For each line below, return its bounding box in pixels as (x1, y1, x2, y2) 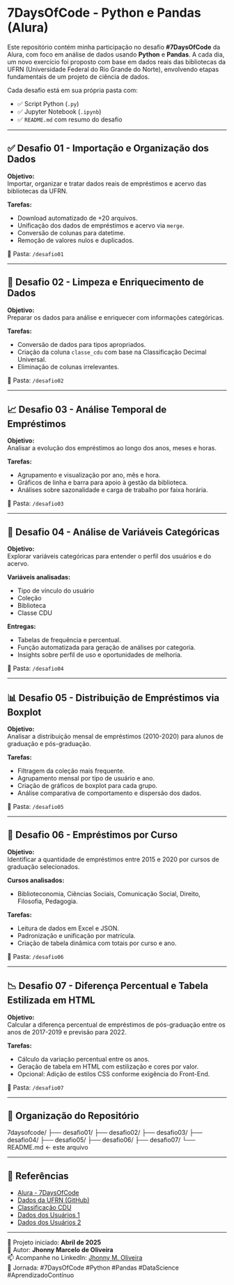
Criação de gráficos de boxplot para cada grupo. (17, 782, 158, 789)
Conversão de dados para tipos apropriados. (17, 340, 146, 348)
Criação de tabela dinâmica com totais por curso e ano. (17, 939, 177, 947)
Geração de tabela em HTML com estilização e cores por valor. (17, 1062, 199, 1071)
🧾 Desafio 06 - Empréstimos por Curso (7, 829, 178, 841)
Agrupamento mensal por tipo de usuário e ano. (17, 774, 155, 782)
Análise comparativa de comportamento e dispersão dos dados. (17, 789, 202, 797)
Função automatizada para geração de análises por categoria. (17, 644, 196, 652)
